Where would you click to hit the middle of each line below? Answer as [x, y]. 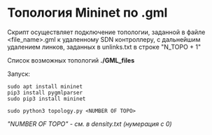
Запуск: [19, 74]
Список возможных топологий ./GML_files [71, 60]
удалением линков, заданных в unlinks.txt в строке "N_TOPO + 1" [104, 47]
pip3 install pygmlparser [45, 93]
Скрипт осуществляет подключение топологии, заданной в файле [106, 32]
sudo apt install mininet [45, 86]
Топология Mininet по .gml [87, 13]
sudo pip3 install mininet [47, 99]
